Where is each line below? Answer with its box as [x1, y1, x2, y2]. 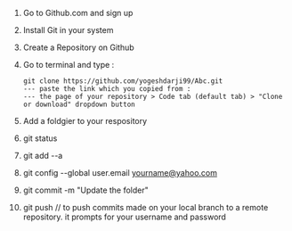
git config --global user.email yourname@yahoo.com [22, 168, 217, 177]
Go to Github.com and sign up [22, 8, 134, 18]
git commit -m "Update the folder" [22, 185, 150, 195]
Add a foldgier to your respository [22, 116, 148, 126]
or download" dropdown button [22, 100, 136, 109]
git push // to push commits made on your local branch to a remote [22, 202, 269, 212]
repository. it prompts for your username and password [22, 211, 226, 222]
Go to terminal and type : [22, 60, 115, 70]
